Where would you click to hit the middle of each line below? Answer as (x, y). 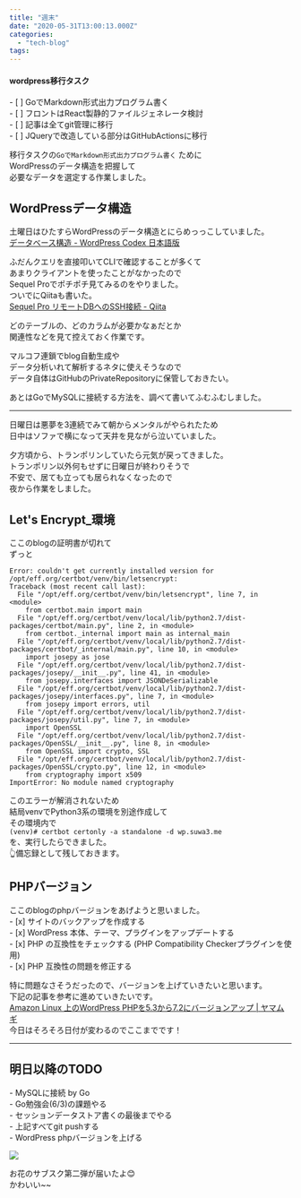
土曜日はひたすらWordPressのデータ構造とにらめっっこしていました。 (139, 232)
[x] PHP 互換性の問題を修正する (73, 966)
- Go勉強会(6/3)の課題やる (58, 1104)
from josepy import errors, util (88, 704)
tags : (19, 51)
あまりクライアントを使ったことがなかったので (95, 273)
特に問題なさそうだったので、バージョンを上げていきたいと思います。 (138, 985)
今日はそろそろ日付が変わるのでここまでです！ (95, 1030)
